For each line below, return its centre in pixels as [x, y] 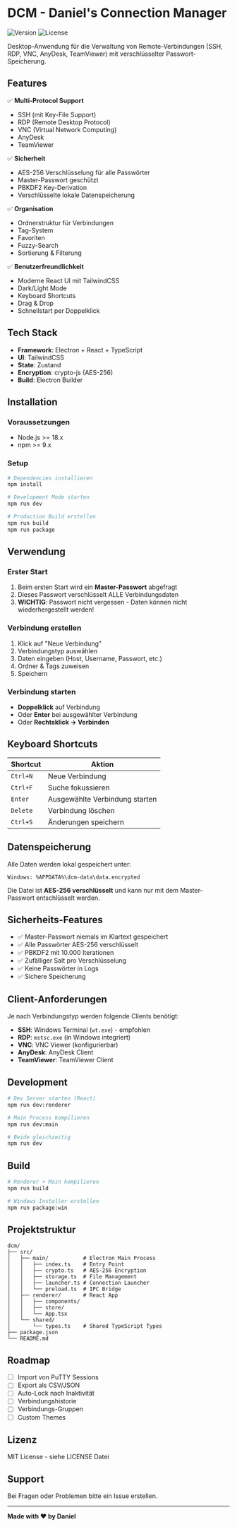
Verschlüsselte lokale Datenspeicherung [76, 195]
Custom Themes [42, 1417]
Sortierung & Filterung [50, 253]
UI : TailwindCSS [41, 357]
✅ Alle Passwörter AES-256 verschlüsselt [78, 945]
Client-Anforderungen [57, 999]
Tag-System [35, 230]
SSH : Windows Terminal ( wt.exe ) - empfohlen [84, 1030]
